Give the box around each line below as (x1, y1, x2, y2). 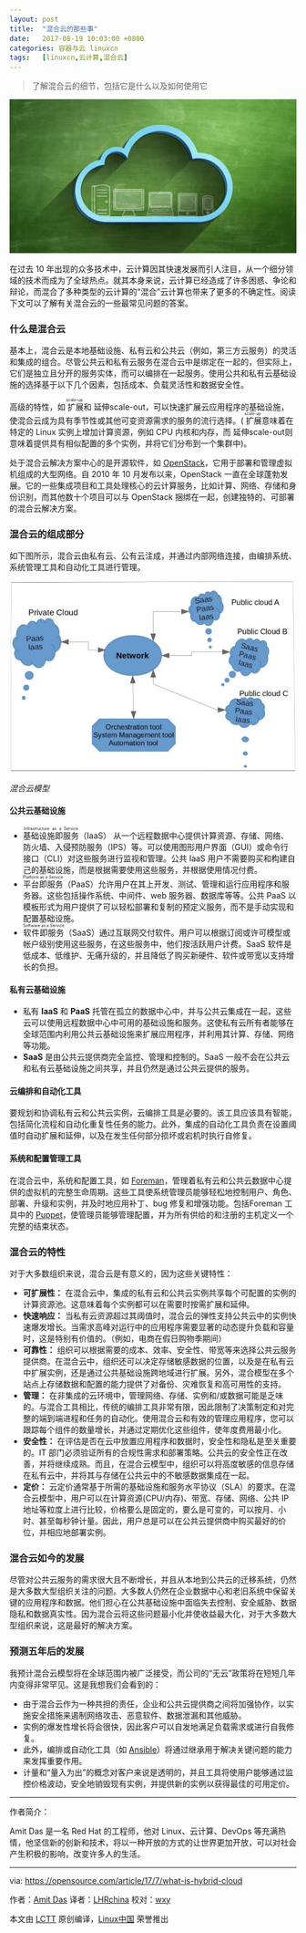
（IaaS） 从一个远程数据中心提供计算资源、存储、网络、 (78, 830, 290, 841)
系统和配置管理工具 (9, 1153, 82, 1164)
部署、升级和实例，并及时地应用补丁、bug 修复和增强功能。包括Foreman (9, 1198, 283, 1209)
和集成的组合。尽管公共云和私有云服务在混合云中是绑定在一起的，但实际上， (9, 357, 297, 368)
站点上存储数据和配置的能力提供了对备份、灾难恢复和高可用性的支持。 (22, 1378, 287, 1389)
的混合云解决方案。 (9, 503, 82, 514)
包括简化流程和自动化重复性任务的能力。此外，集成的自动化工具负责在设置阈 (9, 1118, 297, 1130)
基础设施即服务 (22, 830, 79, 841)
